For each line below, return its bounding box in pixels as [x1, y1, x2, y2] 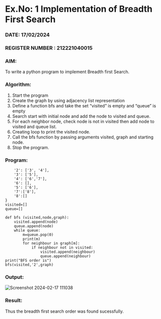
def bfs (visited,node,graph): [5, 215, 69, 220]
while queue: [14, 228, 41, 233]
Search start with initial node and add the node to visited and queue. [12, 113, 151, 119]
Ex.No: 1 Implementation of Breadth [5, 3, 153, 15]
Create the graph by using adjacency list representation [12, 97, 125, 104]
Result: [5, 297, 23, 304]
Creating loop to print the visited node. [12, 129, 91, 134]
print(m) [23, 237, 41, 241]
